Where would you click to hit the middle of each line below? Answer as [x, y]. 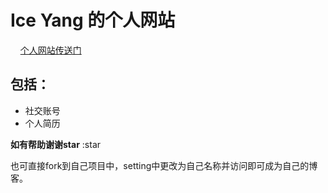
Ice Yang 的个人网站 [93, 20]
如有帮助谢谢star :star [56, 144]
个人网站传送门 [50, 50]
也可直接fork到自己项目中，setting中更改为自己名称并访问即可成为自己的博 [164, 165]
